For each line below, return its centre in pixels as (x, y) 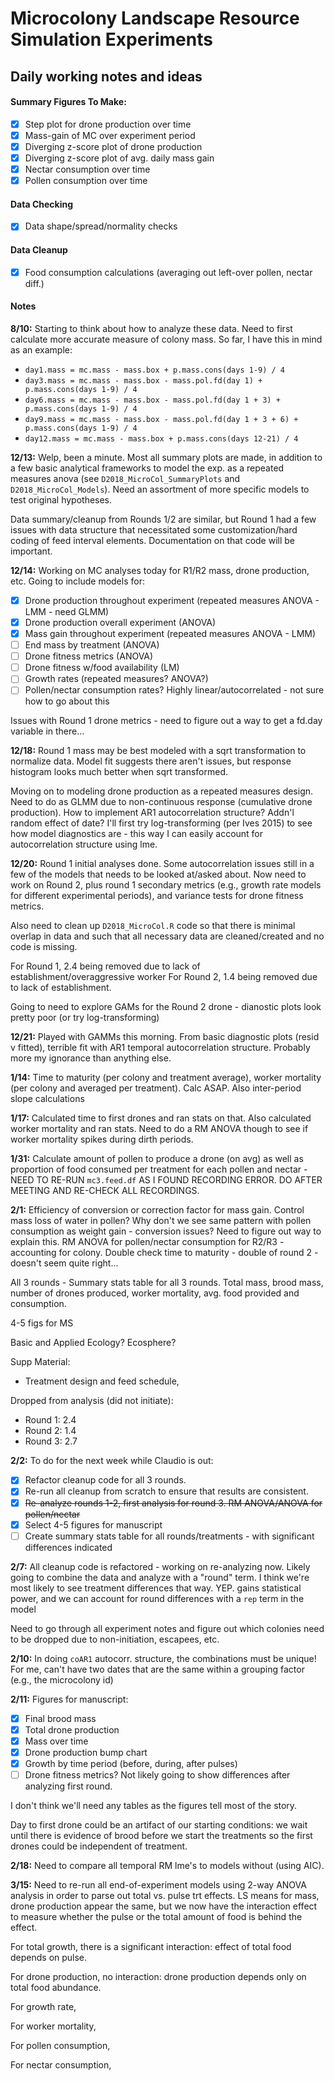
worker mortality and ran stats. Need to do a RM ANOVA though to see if (159, 1129)
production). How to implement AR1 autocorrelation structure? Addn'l (152, 813)
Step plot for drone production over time (108, 124)
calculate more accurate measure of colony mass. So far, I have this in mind (166, 339)
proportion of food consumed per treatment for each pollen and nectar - (159, 1169)
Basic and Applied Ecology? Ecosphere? (93, 1343)
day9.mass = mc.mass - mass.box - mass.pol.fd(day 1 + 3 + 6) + (161, 419)
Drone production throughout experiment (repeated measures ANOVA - (172, 600)
